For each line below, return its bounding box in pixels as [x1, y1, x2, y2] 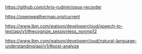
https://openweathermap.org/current [5, 14, 80, 19]
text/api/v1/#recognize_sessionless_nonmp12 [5, 28, 97, 34]
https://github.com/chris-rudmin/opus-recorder [5, 4, 102, 10]
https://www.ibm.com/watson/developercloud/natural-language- [5, 38, 137, 44]
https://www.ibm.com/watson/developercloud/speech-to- [5, 23, 123, 29]
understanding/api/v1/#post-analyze [5, 43, 79, 49]
